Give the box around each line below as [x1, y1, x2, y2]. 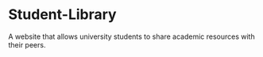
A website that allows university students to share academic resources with [8, 32, 256, 41]
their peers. [8, 40, 46, 49]
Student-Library [8, 6, 117, 24]
